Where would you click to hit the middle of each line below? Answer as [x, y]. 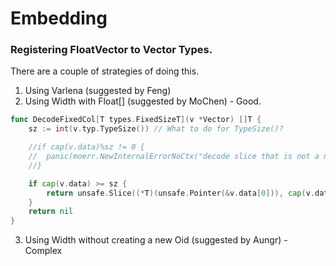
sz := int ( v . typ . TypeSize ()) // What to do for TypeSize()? [156, 129]
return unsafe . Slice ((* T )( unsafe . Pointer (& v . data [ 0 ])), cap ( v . [181, 193]
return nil [51, 212]
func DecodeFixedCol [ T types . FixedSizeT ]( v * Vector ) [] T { [136, 120]
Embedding [59, 18]
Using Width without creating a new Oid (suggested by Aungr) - [156, 240]
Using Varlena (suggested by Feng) [98, 91]
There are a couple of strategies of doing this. [105, 71]
